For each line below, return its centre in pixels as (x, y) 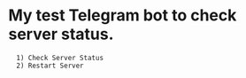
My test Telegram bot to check (123, 16)
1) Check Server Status (60, 58)
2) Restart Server (50, 66)
